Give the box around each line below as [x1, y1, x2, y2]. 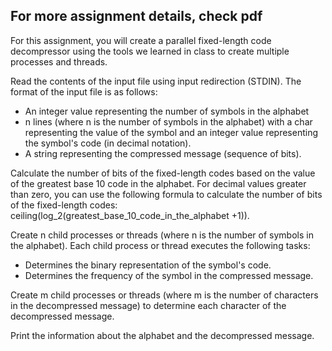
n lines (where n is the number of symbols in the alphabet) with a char [24, 115, 313, 128]
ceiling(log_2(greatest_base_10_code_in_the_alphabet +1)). [10, 209, 250, 221]
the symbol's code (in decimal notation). [24, 137, 192, 149]
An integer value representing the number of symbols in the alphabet [24, 105, 310, 117]
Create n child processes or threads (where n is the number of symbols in [10, 229, 314, 241]
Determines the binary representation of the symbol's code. [24, 259, 272, 271]
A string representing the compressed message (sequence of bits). [24, 147, 302, 159]
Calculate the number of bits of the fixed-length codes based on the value [10, 167, 316, 179]
